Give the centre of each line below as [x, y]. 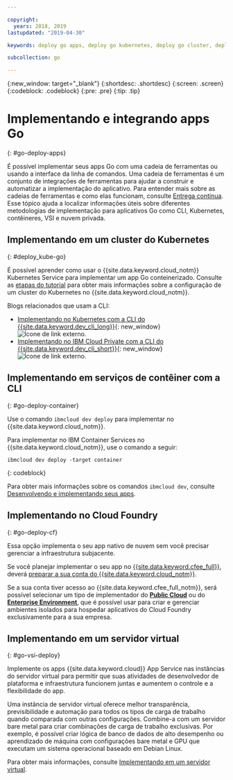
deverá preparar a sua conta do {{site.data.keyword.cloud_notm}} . [102, 574]
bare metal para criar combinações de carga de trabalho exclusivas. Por [110, 727]
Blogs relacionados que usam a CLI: [58, 306]
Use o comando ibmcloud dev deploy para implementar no [91, 419]
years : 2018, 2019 [40, 26]
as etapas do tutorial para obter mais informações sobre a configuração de [114, 285]
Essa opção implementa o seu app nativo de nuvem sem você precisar [108, 545]
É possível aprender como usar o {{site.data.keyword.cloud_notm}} [103, 270]
